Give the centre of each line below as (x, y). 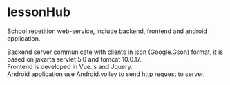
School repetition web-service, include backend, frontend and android (107, 31)
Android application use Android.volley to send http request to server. (106, 74)
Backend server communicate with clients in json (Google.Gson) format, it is (115, 52)
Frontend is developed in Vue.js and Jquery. (70, 66)
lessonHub (39, 12)
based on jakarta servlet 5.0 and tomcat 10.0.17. (74, 59)
